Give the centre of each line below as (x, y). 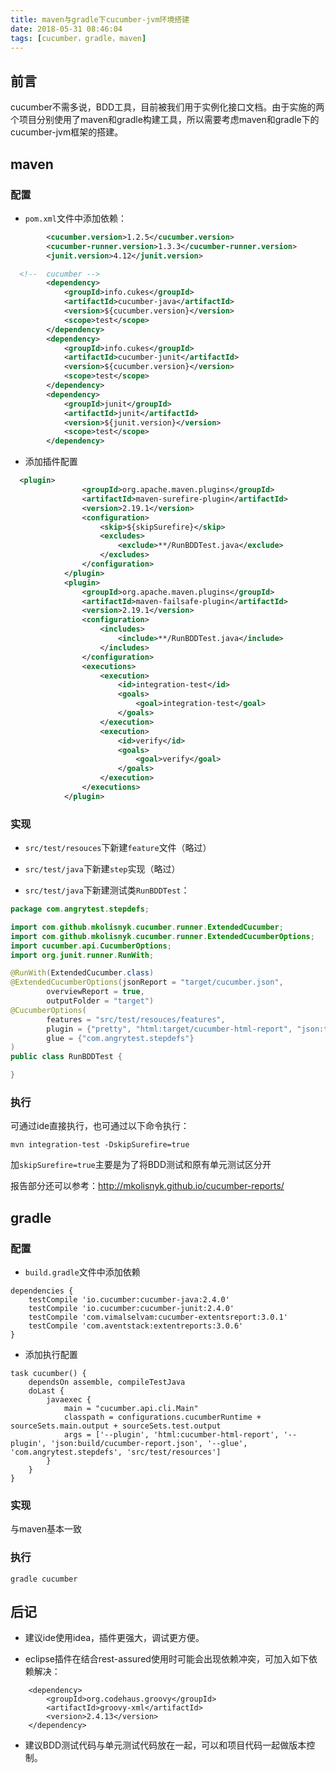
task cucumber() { (48, 1374)
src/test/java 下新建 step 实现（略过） (102, 869)
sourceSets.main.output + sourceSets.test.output (116, 1426)
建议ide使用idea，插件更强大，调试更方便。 (114, 1638)
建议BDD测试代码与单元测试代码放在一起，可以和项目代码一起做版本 (165, 1745)
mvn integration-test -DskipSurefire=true (100, 1145)
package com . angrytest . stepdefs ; (80, 909)
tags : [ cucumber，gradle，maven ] (78, 38)
